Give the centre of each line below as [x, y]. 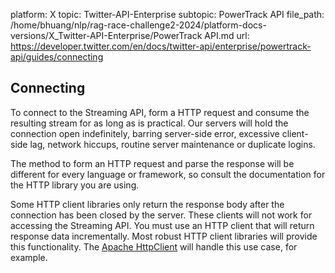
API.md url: [227, 35]
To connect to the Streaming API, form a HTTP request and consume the [160, 112]
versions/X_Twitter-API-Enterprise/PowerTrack [106, 35]
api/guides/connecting [57, 57]
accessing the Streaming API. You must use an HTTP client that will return [162, 225]
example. [29, 257]
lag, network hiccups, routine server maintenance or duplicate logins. [172, 144]
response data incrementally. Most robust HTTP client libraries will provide [164, 236]
